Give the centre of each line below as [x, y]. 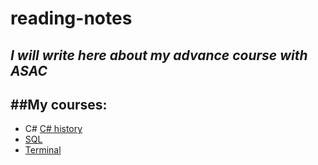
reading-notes [71, 18]
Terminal [43, 150]
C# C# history [53, 129]
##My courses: [59, 104]
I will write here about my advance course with [159, 55]
